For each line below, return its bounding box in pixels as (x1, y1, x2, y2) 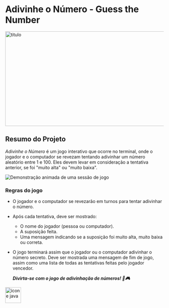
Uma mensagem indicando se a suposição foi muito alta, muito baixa (20, 234, 163, 240)
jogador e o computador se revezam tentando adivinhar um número (5, 153, 145, 160)
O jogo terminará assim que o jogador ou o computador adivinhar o (12, 249, 152, 255)
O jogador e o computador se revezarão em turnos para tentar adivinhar (12, 198, 162, 204)
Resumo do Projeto (5, 135, 66, 143)
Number (5, 14, 40, 26)
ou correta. (20, 239, 43, 245)
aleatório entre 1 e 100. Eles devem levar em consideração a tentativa (5, 159, 148, 165)
